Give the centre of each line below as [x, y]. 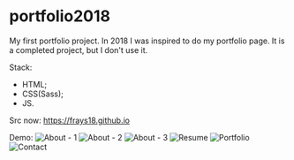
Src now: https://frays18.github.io [70, 120]
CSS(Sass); [43, 94]
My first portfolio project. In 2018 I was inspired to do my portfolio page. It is [147, 41]
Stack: [21, 67]
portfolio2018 [60, 16]
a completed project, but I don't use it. [79, 50]
